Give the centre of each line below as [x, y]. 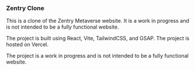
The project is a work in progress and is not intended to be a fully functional [97, 56]
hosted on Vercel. [27, 44]
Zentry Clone [25, 8]
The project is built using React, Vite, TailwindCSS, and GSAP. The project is [98, 38]
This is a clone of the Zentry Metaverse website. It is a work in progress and [97, 21]
